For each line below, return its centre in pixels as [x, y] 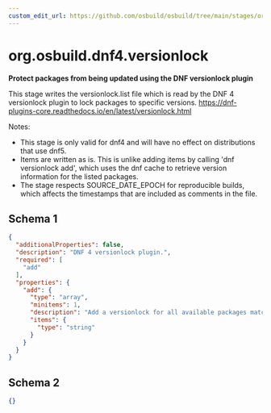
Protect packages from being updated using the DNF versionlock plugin [131, 78]
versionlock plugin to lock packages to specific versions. [103, 102]
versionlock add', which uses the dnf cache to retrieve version [123, 168]
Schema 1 [33, 219]
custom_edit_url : [38, 16]
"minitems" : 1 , [55, 305]
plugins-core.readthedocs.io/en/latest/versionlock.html [100, 111]
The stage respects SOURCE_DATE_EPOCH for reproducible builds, [132, 185]
